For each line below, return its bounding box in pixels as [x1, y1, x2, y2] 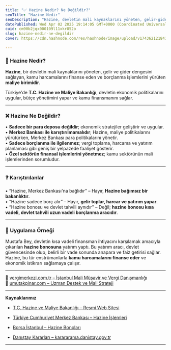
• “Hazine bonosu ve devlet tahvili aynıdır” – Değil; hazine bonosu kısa [5, 204, 154, 210]
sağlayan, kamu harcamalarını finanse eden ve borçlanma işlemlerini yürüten [5, 74, 166, 80]
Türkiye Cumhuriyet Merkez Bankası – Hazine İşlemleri [12, 314, 127, 321]
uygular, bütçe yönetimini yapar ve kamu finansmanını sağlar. [5, 95, 133, 101]
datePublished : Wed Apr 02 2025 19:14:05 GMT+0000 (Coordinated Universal [5, 21, 167, 27]
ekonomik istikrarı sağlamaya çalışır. [5, 260, 81, 266]
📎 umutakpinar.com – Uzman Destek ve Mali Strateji [5, 280, 113, 286]
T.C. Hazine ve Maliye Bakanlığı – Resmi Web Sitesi [12, 305, 120, 311]
